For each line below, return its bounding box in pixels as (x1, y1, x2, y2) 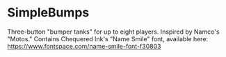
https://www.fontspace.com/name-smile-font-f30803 (7, 42, 161, 50)
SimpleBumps (7, 5, 90, 21)
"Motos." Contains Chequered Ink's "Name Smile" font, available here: (7, 34, 209, 43)
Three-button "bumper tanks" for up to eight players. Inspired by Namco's (7, 27, 220, 36)
